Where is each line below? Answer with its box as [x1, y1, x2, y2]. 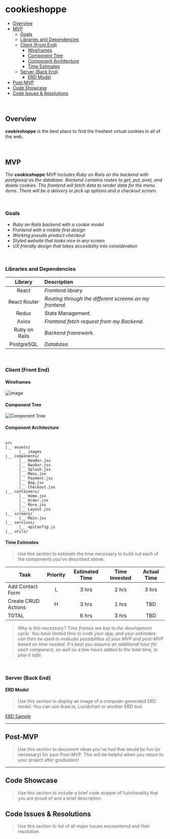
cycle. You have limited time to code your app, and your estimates [17, 630, 156, 636]
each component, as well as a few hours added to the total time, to [17, 646, 158, 652]
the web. [5, 133, 24, 140]
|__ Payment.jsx [18, 476, 53, 481]
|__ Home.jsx [18, 493, 47, 498]
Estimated [73, 568, 99, 575]
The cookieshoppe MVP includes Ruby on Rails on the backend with [5, 171, 149, 178]
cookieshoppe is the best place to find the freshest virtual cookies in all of [5, 128, 161, 134]
